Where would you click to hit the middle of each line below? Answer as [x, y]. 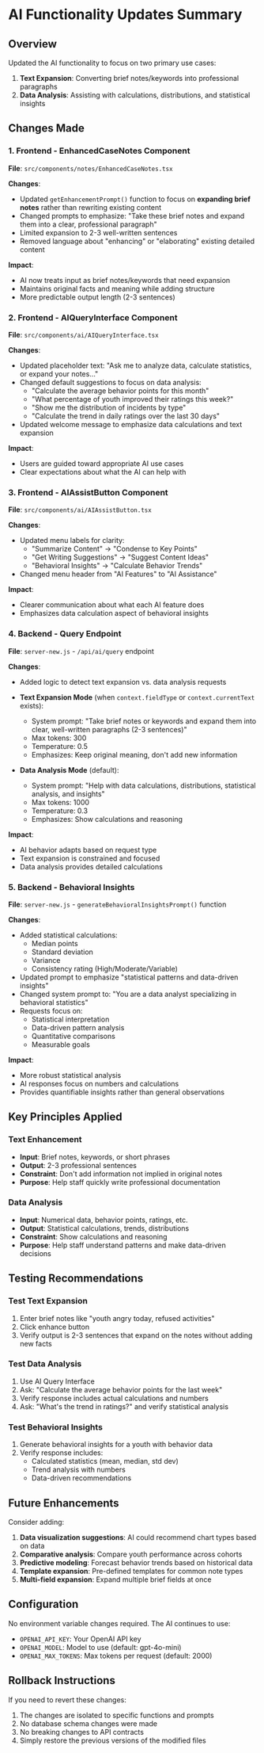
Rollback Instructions [62, 1680]
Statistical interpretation [70, 1019]
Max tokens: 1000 [60, 802]
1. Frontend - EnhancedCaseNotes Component [99, 151]
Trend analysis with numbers [79, 1470]
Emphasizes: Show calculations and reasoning [107, 819]
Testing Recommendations [76, 1279]
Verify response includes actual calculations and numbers [114, 1398]
